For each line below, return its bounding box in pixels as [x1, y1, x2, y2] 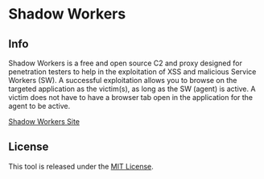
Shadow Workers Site [8, 117, 80, 126]
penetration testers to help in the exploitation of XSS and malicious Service [8, 67, 257, 77]
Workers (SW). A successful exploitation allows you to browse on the [8, 76, 237, 85]
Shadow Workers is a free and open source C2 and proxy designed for [8, 58, 243, 68]
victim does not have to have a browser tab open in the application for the [8, 93, 254, 102]
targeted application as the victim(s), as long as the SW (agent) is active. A [8, 84, 256, 94]
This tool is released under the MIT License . [8, 161, 155, 171]
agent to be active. [8, 102, 71, 110]
